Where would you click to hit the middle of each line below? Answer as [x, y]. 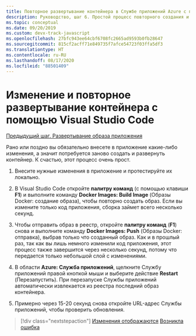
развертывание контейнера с [82, 107]
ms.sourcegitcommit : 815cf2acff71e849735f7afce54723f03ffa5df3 [85, 44]
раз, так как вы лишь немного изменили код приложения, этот [93, 244]
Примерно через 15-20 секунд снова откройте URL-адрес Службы [98, 304]
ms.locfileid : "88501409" [37, 66]
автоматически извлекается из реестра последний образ [87, 286]
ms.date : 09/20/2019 [31, 28]
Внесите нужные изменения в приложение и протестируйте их [93, 171]
